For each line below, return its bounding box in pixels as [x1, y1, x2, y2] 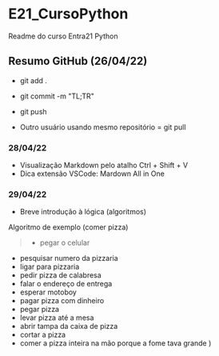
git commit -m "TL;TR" [19, 91, 94, 101]
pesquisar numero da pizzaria [19, 254, 118, 263]
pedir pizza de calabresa [19, 270, 102, 280]
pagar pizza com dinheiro [19, 296, 105, 306]
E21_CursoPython [8, 5, 129, 23]
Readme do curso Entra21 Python [8, 31, 118, 41]
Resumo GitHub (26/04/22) [8, 54, 148, 68]
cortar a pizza [19, 330, 66, 340]
